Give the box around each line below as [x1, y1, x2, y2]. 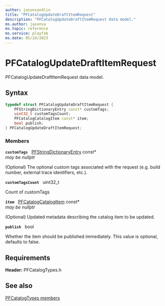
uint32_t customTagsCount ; [14, 112, 71, 117]
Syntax [5, 89, 28, 97]
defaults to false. [5, 239, 40, 245]
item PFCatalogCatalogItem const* [5, 199, 80, 205]
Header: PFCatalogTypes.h [5, 267, 62, 273]
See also [5, 281, 33, 290]
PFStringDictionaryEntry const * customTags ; [14, 107, 109, 112]
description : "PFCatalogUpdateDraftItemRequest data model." [5, 17, 136, 22]
